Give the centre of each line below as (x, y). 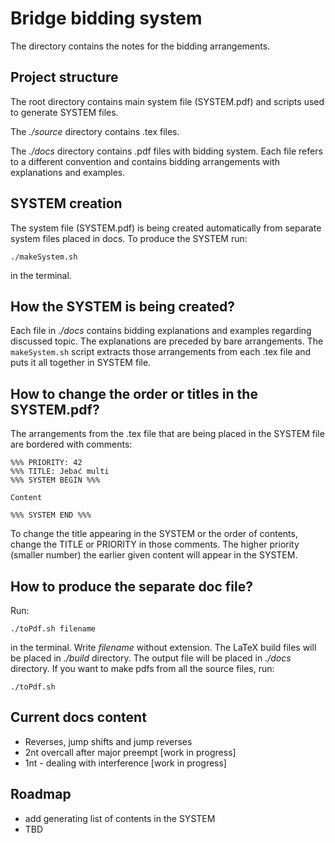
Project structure (64, 77)
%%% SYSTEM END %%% (51, 515)
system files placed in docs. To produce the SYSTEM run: (129, 238)
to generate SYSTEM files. (64, 112)
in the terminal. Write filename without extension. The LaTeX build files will (163, 647)
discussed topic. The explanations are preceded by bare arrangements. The (167, 341)
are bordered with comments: (71, 444)
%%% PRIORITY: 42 (46, 463)
